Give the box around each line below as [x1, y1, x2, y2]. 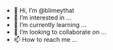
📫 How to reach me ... [13, 36, 77, 43]
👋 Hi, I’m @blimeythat [13, 7, 75, 14]
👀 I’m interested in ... [13, 14, 72, 22]
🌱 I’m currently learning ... [13, 21, 87, 28]
